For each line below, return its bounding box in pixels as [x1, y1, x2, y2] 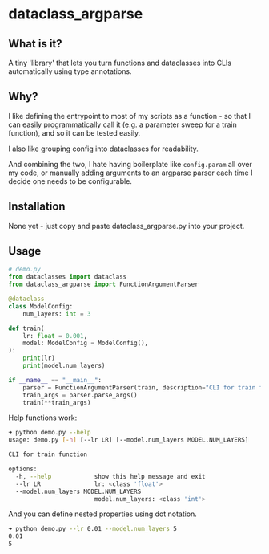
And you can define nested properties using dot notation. [8, 509, 198, 519]
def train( [8, 324, 45, 332]
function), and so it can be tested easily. [8, 128, 141, 137]
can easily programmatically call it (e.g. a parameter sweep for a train [8, 120, 238, 129]
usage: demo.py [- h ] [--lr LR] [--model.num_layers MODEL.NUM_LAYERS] [8, 436, 249, 444]
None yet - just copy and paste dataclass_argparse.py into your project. [8, 221, 245, 230]
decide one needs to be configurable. [8, 176, 132, 185]
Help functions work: [8, 413, 78, 422]
